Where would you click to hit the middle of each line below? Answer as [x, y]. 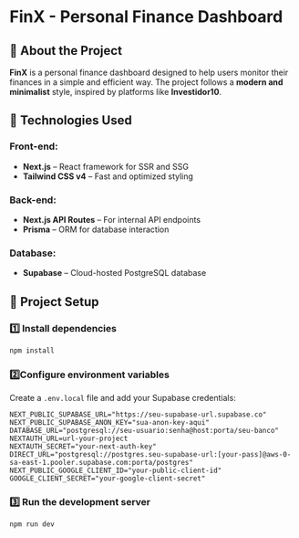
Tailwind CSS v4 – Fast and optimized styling [108, 176]
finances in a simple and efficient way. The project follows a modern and [146, 82]
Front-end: [34, 146]
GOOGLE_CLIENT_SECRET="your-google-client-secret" [108, 479]
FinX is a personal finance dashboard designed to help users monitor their [149, 72]
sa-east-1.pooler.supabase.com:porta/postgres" [102, 463]
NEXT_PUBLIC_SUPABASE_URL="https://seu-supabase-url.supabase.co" [138, 415]
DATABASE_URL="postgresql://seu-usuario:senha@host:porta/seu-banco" [144, 431]
